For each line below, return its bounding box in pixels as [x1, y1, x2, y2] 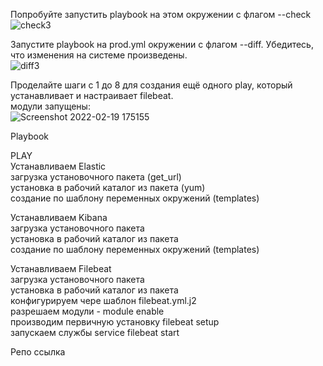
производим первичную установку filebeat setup [10, 316, 220, 328]
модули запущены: [10, 100, 91, 112]
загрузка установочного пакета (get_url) [10, 171, 182, 183]
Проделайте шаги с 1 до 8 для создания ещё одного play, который [10, 79, 293, 91]
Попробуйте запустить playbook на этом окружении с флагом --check [10, 9, 312, 20]
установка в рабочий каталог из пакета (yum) [10, 182, 206, 193]
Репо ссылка [10, 346, 66, 358]
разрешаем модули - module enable [10, 305, 165, 317]
